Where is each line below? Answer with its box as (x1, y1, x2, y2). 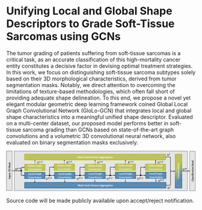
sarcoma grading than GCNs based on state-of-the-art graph (22, 126, 174, 133)
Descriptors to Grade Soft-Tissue (6, 17, 175, 31)
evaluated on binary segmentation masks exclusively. (6, 139, 138, 146)
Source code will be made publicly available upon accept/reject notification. (6, 197, 194, 204)
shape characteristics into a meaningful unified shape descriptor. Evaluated (6, 113, 194, 121)
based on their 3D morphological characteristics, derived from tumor (6, 75, 177, 82)
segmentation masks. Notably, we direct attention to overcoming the (6, 81, 176, 88)
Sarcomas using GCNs (6, 30, 121, 43)
